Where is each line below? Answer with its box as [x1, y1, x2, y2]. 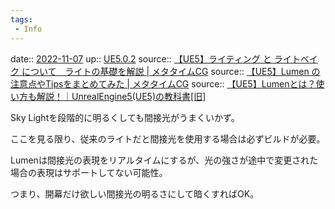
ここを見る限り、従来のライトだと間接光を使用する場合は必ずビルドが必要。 [10, 132, 326, 145]
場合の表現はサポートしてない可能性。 [10, 166, 168, 178]
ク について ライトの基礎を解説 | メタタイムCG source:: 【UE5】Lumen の [10, 65, 321, 77]
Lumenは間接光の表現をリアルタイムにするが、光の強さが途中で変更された [10, 154, 319, 166]
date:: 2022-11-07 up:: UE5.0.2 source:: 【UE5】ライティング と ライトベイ [10, 52, 318, 65]
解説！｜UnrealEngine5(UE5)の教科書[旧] [36, 90, 207, 102]
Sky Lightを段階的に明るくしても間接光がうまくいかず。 [10, 111, 240, 123]
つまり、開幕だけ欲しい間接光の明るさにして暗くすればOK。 [10, 187, 260, 200]
